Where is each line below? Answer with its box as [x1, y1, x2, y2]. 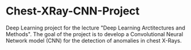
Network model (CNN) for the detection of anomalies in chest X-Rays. [6, 37, 182, 44]
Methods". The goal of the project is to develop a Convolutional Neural [6, 30, 184, 37]
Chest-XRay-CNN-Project [6, 4, 140, 18]
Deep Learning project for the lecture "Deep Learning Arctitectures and [6, 24, 185, 31]
